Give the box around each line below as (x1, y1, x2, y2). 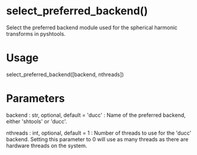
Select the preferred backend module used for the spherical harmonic (6, 24, 178, 31)
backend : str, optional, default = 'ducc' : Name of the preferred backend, (6, 111, 186, 119)
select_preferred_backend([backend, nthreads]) (6, 70, 124, 78)
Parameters (6, 92, 65, 106)
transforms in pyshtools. (6, 30, 66, 37)
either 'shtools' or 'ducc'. (6, 117, 67, 125)
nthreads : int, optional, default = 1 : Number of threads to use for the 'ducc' (6, 129, 192, 137)
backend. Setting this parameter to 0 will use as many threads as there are (6, 135, 189, 142)
